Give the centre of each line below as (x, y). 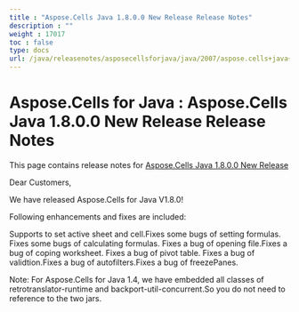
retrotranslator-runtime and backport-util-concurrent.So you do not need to (148, 289)
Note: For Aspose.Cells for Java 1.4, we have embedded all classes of (137, 279)
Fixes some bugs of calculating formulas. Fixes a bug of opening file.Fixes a (148, 243)
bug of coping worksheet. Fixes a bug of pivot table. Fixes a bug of (132, 252)
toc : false (31, 42)
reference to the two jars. (56, 298)
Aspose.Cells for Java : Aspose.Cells (148, 103)
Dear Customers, (40, 182)
